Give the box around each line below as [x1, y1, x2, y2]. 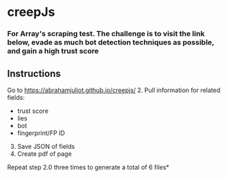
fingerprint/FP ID [17, 129, 66, 137]
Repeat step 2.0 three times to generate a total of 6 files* [7, 163, 170, 171]
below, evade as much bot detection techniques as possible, [7, 37, 215, 47]
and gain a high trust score [7, 46, 99, 56]
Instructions [7, 67, 61, 80]
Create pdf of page [17, 150, 72, 158]
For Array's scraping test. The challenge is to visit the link [7, 29, 206, 39]
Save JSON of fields [17, 142, 75, 150]
